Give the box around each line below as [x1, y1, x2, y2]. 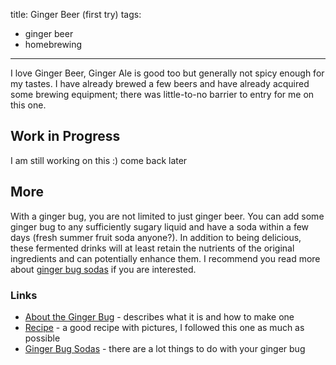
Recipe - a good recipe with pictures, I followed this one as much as [24, 321, 305, 333]
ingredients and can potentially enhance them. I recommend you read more [10, 252, 321, 264]
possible [24, 332, 61, 344]
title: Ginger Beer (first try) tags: [10, 9, 142, 20]
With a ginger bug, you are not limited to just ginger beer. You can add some [10, 210, 325, 222]
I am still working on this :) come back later [10, 154, 188, 166]
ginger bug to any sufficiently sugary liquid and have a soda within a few [10, 220, 310, 233]
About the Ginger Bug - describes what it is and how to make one [24, 310, 295, 323]
